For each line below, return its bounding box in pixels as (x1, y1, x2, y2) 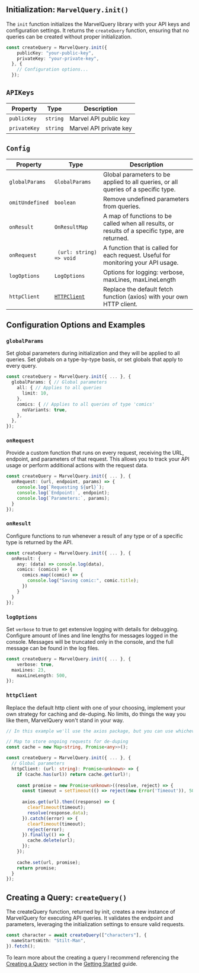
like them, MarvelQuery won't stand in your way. (6, 717, 124, 724)
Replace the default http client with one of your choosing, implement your (6, 704, 186, 711)
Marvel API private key (69, 124, 132, 132)
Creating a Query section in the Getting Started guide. (6, 960, 138, 967)
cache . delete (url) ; (27, 837, 76, 843)
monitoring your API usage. (102, 258, 179, 266)
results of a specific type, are (102, 226, 185, 235)
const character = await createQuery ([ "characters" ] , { (6, 932, 147, 938)
